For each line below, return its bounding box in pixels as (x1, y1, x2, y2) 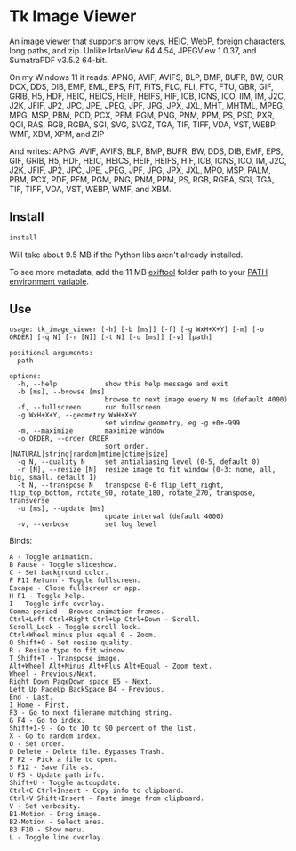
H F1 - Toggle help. (9, 592, 86, 601)
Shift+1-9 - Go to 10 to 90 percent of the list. (9, 724, 197, 733)
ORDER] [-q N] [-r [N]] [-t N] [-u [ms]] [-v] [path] (9, 333, 213, 342)
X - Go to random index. (9, 732, 101, 741)
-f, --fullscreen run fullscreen (17, 403, 162, 412)
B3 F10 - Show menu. (9, 825, 86, 834)
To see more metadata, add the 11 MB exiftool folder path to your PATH (9, 266, 268, 277)
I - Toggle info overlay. (9, 599, 105, 609)
